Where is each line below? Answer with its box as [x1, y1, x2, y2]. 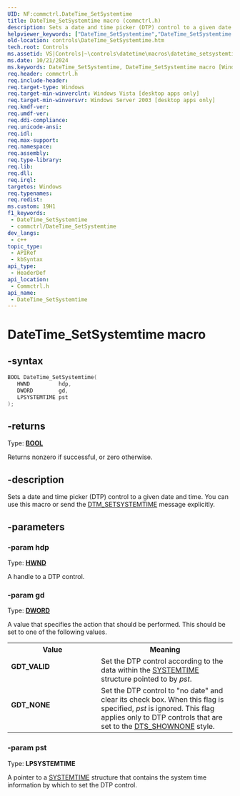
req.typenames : [7, 190, 53, 197]
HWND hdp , [16, 381, 72, 388]
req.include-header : [7, 76, 69, 84]
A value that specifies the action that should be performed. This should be [7, 620, 226, 629]
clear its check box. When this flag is [101, 695, 224, 705]
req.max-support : [7, 136, 59, 143]
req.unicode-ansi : [7, 123, 62, 131]
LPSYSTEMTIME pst [16, 393, 69, 400]
